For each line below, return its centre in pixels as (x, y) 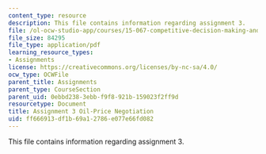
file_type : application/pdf (55, 45)
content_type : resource (47, 15)
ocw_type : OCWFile (38, 75)
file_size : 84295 (37, 38)
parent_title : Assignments (53, 82)
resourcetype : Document (47, 104)
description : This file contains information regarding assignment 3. (127, 23)
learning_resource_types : (51, 52)
